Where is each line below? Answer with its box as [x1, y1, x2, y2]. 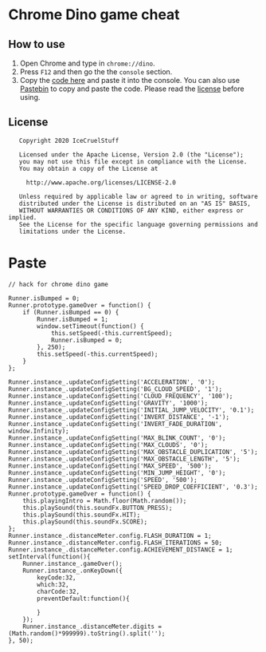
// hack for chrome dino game [8, 280, 109, 288]
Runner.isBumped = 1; [37, 315, 109, 323]
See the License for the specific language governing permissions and [18, 220, 259, 228]
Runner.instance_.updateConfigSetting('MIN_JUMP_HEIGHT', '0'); [8, 468, 226, 476]
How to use [8, 38, 65, 51]
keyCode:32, [37, 573, 77, 582]
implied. [8, 213, 37, 221]
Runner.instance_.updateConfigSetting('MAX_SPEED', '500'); [8, 461, 213, 470]
